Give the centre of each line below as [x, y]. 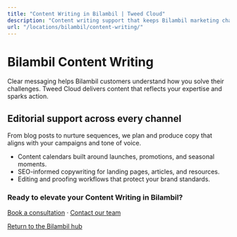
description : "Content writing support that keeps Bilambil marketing [113, 20]
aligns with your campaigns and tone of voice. [74, 143]
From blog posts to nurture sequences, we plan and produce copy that [110, 135]
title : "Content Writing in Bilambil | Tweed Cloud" [86, 14]
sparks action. [28, 97]
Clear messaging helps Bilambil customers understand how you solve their [116, 81]
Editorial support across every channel [95, 118]
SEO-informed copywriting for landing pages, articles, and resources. [119, 172]
